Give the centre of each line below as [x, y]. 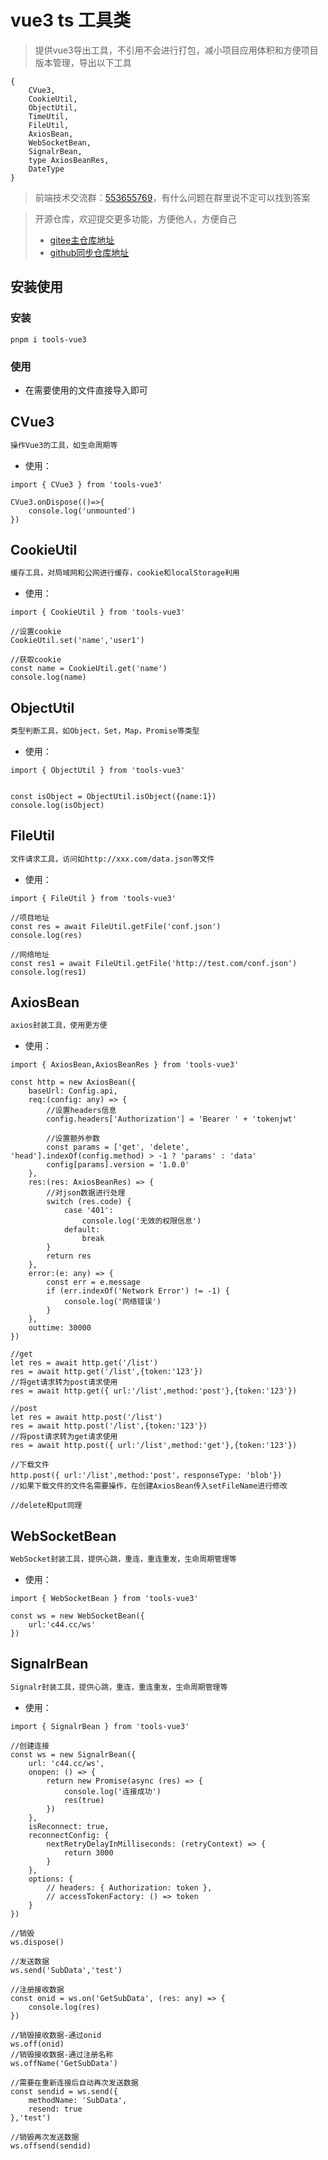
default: [82, 1230]
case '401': [88, 1211]
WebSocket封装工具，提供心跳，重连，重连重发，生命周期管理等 [123, 1559]
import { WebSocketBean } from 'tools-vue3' [104, 1599]
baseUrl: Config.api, [73, 1091]
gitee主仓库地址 [82, 240]
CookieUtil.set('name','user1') [77, 641]
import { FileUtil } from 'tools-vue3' [93, 898]
